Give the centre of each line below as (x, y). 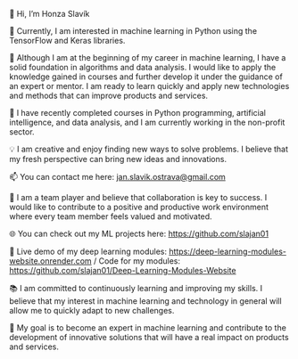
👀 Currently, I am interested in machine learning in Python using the (133, 31)
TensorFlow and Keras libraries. (67, 41)
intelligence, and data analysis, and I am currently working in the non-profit (147, 122)
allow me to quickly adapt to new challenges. (92, 310)
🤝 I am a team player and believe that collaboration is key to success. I (138, 197)
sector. (22, 132)
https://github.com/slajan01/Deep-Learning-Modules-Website (123, 270)
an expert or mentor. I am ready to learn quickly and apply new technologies (149, 86)
